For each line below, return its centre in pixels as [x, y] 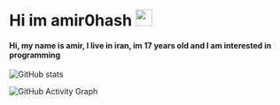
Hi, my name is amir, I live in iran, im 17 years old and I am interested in [140, 45]
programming [35, 55]
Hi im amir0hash [71, 21]
